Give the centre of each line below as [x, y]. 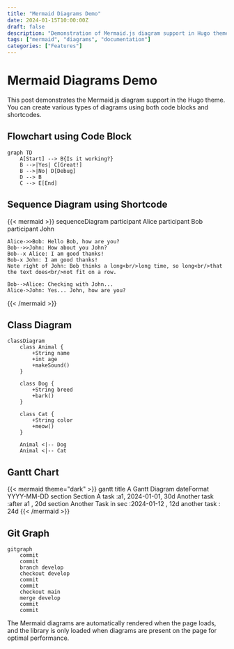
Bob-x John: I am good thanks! [53, 260]
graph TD [20, 153]
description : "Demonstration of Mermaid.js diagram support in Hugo [109, 33]
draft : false [26, 26]
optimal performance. [38, 638]
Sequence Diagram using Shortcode [87, 205]
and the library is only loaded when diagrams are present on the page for [112, 631]
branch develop [42, 567]
